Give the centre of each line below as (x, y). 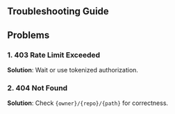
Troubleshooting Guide (58, 11)
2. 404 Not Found (37, 88)
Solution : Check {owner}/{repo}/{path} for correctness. (88, 103)
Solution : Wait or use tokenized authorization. (73, 70)
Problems (28, 35)
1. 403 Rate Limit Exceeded (54, 55)
